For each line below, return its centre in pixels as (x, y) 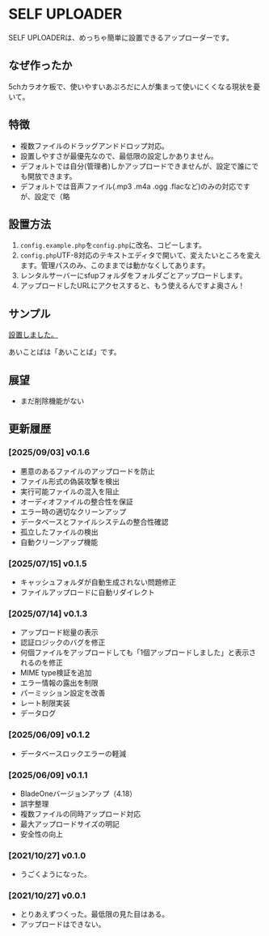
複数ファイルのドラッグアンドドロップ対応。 (95, 146)
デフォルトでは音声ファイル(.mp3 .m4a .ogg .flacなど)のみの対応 (128, 186)
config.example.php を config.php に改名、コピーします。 (113, 245)
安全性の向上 (41, 834)
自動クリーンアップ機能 (59, 542)
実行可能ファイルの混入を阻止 (69, 491)
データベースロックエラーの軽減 (73, 753)
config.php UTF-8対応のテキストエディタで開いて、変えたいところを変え (140, 255)
